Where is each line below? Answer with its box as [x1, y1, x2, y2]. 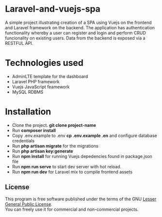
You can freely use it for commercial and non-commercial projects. [5, 206, 139, 212]
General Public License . [5, 201, 52, 207]
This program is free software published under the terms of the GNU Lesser [5, 196, 157, 202]
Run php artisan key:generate [12, 148, 74, 154]
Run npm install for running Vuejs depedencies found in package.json [12, 153, 153, 159]
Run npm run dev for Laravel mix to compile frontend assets [12, 169, 132, 175]
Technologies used [5, 58, 84, 69]
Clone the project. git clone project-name [12, 122, 96, 128]
